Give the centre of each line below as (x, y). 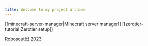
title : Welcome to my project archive (45, 10)
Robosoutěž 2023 (23, 39)
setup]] (46, 29)
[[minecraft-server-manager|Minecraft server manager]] (63, 24)
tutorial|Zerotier (21, 29)
